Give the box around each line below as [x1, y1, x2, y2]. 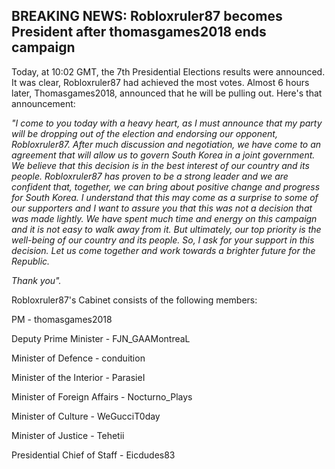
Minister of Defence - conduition [11, 352, 146, 364]
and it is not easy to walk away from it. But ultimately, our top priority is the [11, 223, 322, 235]
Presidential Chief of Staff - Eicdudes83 [11, 449, 176, 461]
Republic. [11, 255, 51, 267]
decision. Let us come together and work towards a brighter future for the [11, 244, 316, 256]
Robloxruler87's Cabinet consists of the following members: [11, 294, 258, 306]
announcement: [11, 97, 76, 109]
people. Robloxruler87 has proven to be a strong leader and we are [11, 170, 289, 182]
